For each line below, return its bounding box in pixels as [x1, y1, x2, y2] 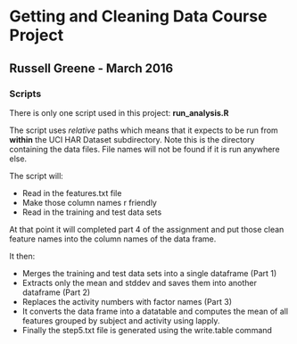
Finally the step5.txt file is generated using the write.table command [21, 324, 272, 335]
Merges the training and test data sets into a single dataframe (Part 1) [21, 267, 277, 278]
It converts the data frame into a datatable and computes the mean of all [21, 306, 288, 316]
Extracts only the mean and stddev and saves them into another [21, 277, 257, 288]
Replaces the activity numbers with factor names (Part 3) [21, 296, 232, 307]
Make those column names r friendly [21, 197, 158, 208]
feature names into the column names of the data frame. [9, 233, 217, 244]
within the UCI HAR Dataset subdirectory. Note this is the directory [9, 134, 255, 144]
